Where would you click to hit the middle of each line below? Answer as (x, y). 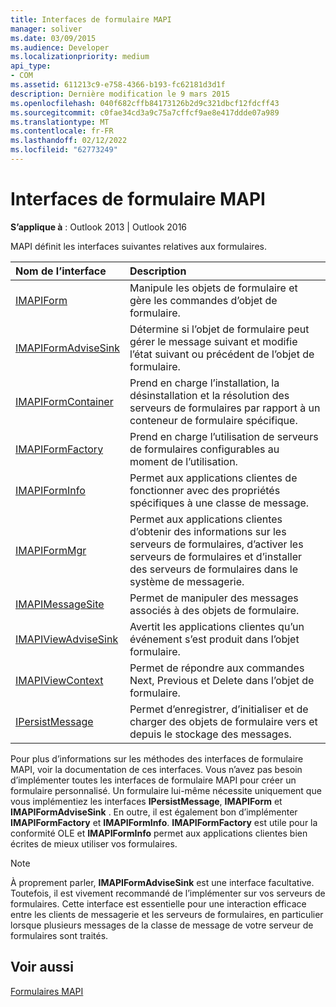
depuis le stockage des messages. (210, 734)
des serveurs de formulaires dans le (214, 569)
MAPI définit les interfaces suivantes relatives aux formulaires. (138, 246)
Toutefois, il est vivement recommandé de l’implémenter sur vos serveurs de (168, 893)
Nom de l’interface (61, 271)
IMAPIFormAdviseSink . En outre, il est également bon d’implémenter (154, 812)
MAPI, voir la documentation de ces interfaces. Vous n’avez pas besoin (156, 769)
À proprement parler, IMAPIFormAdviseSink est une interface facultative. (162, 882)
